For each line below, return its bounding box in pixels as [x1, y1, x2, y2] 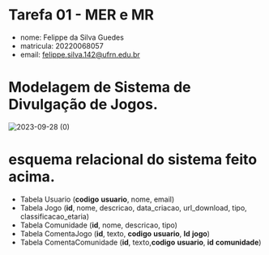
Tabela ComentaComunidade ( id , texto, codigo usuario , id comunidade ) [19, 237, 262, 247]
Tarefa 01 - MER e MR [8, 6, 154, 24]
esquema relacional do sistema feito [8, 151, 258, 169]
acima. [8, 168, 55, 186]
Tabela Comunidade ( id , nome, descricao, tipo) [19, 220, 178, 230]
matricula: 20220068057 [19, 40, 104, 50]
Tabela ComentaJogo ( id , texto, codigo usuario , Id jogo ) [19, 228, 211, 238]
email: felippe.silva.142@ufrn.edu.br [19, 49, 140, 59]
